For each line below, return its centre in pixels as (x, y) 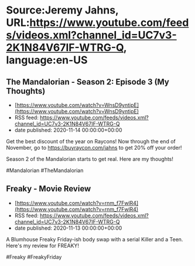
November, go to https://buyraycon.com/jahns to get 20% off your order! (94, 148)
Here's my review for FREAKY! (43, 245)
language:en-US (47, 60)
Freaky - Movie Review (49, 189)
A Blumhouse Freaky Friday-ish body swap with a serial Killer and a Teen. (95, 239)
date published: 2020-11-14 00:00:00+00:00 (68, 130)
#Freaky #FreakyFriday (34, 257)
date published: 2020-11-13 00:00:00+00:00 (68, 228)
